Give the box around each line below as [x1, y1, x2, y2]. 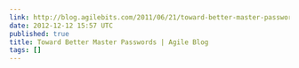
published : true [9, 29, 69, 38]
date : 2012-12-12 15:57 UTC [9, 21, 114, 30]
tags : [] [9, 46, 42, 55]
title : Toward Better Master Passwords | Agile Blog [9, 37, 209, 47]
